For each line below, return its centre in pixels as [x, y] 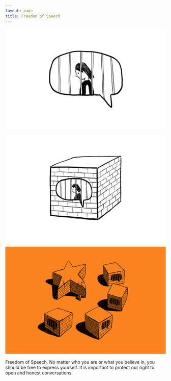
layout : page [19, 11]
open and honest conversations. [39, 373]
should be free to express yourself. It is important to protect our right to [80, 367]
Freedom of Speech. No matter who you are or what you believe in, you [80, 362]
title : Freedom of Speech [33, 16]
